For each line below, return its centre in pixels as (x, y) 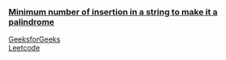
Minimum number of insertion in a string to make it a (113, 12)
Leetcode (24, 48)
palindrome (32, 22)
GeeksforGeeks (34, 39)
